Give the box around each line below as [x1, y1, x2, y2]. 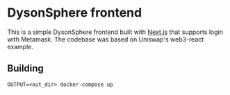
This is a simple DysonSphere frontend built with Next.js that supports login [7, 28, 224, 36]
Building [7, 62, 44, 74]
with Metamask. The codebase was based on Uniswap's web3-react [7, 35, 204, 43]
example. [7, 42, 33, 51]
